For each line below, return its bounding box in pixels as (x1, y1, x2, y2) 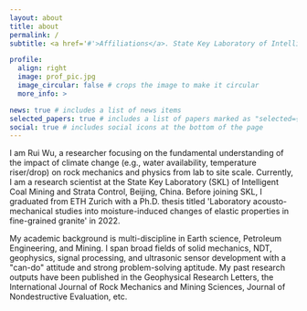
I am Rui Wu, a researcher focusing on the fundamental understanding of (9, 148, 284, 159)
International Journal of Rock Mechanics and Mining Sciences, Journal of (9, 282, 286, 293)
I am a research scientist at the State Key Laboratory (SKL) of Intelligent (9, 177, 279, 188)
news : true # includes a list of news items (9, 106, 182, 115)
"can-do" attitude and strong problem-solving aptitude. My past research (9, 262, 286, 274)
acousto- (252, 196, 288, 207)
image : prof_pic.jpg (17, 72, 96, 82)
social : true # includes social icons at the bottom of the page (9, 122, 263, 132)
